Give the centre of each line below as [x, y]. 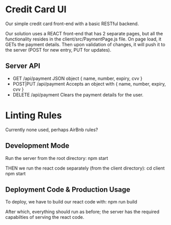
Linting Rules [34, 115]
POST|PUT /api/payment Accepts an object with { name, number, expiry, [89, 84]
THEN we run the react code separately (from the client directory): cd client [85, 168]
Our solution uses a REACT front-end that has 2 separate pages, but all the [84, 33]
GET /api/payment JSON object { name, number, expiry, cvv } [78, 78]
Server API [23, 66]
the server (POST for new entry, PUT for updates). [58, 50]
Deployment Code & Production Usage [68, 189]
